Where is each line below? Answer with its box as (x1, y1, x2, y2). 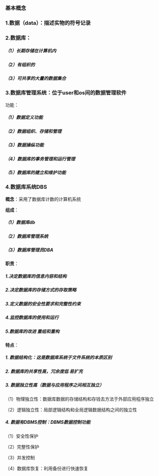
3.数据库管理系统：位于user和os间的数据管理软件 (5, 89, 127, 96)
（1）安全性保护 (5, 433, 39, 439)
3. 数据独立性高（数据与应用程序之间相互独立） (5, 382, 104, 388)
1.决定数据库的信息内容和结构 (5, 273, 67, 280)
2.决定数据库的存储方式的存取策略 (5, 287, 77, 293)
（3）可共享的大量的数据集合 (5, 75, 67, 82)
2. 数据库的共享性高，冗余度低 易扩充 (5, 368, 83, 374)
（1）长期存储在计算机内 (5, 48, 57, 54)
